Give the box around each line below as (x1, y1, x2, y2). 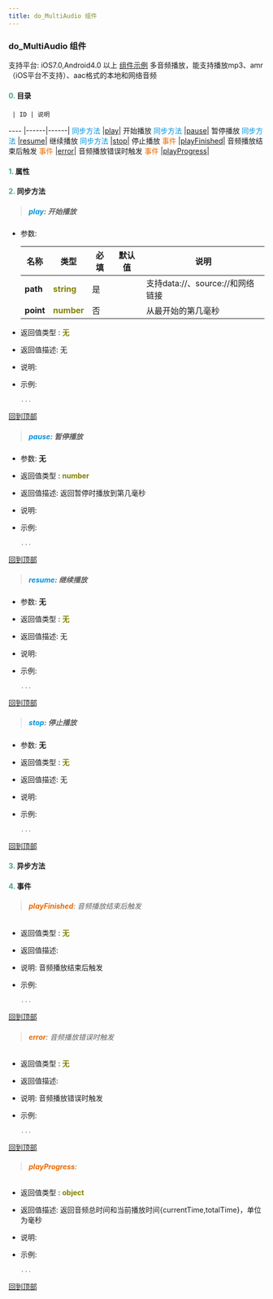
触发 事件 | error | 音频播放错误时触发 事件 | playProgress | (22, 146, 210, 156)
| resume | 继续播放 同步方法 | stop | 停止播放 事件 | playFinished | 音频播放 (17, 136, 256, 146)
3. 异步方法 (8, 861, 46, 871)
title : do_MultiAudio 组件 (8, 11, 97, 20)
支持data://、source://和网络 (145, 278, 254, 289)
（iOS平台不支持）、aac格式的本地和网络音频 (8, 70, 157, 80)
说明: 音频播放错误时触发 (19, 1093, 103, 1103)
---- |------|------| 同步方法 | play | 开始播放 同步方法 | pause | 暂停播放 (8, 126, 240, 136)
